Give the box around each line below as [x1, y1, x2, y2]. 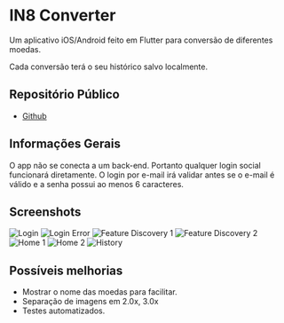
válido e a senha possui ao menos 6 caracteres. [9, 178, 185, 189]
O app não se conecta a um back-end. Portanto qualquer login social [9, 160, 262, 170]
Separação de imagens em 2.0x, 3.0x [21, 296, 160, 307]
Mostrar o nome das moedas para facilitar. [21, 287, 177, 297]
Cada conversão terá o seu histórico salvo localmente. [9, 61, 209, 72]
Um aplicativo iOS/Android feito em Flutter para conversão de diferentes [9, 35, 273, 45]
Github [21, 110, 47, 121]
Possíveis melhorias [9, 263, 123, 278]
